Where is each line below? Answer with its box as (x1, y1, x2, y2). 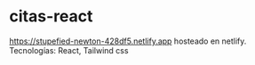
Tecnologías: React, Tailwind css (9, 45, 129, 55)
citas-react (9, 6, 93, 27)
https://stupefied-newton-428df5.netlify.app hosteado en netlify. (9, 36, 247, 46)
